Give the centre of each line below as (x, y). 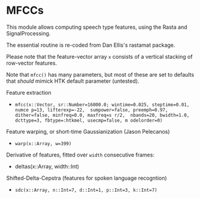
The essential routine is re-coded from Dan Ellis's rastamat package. (91, 45)
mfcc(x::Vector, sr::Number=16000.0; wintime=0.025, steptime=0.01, (102, 105)
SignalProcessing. (28, 33)
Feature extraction (29, 92)
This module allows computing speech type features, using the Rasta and (97, 27)
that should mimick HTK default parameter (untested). (73, 81)
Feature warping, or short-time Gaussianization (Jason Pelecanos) (88, 131)
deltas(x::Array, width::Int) (47, 166)
